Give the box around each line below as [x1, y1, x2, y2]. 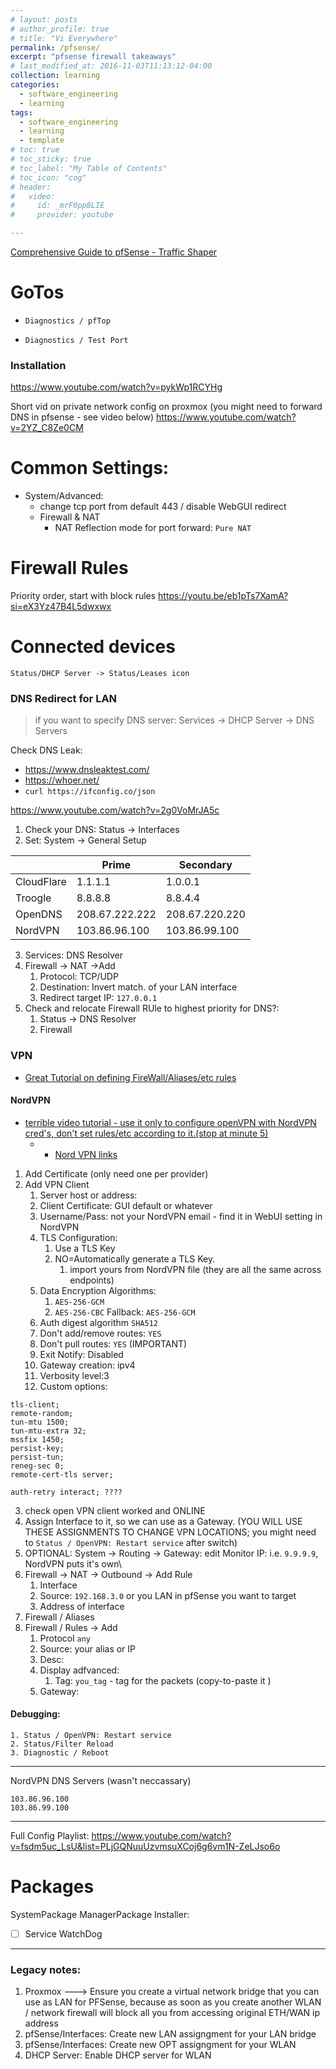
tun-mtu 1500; [10, 1417, 70, 1427]
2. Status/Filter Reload [10, 1739, 114, 1750]
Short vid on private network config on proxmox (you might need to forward [10, 401, 323, 413]
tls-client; [10, 1399, 60, 1410]
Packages [10, 1876, 95, 1898]
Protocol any [39, 1632, 92, 1644]
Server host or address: [39, 1189, 138, 1201]
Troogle [15, 891, 52, 905]
